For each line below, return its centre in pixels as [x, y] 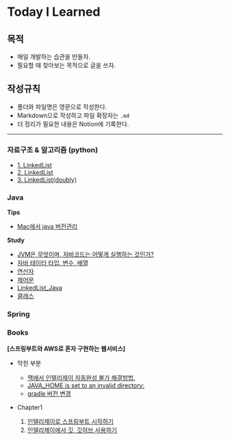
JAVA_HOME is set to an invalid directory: [86, 385]
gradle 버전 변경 [49, 393]
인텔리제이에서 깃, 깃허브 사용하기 [72, 430]
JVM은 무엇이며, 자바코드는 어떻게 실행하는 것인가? [85, 254]
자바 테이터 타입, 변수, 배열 [53, 263]
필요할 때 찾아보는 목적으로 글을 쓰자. [66, 65]
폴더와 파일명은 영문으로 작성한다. [62, 106]
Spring [18, 314]
